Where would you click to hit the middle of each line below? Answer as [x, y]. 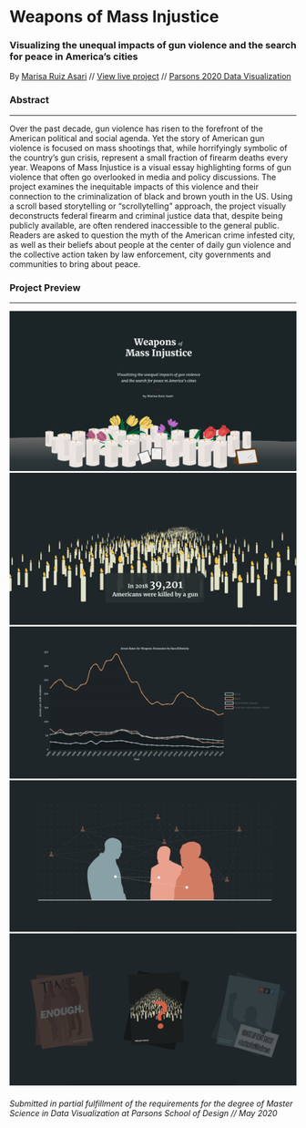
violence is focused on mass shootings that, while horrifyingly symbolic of [149, 148]
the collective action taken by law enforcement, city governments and [140, 254]
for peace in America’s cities [74, 56]
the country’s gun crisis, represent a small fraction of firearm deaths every [149, 158]
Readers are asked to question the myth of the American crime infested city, [153, 235]
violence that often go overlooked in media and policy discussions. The [143, 177]
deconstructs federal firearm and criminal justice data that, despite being [146, 215]
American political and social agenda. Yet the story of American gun [137, 138]
